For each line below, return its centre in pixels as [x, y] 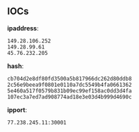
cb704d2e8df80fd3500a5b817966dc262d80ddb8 [69, 79]
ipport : [17, 110]
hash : [16, 66]
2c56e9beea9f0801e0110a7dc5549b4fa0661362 [69, 85]
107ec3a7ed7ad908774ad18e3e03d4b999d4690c [69, 97]
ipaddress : [23, 28]
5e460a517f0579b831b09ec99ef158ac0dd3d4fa [69, 91]
